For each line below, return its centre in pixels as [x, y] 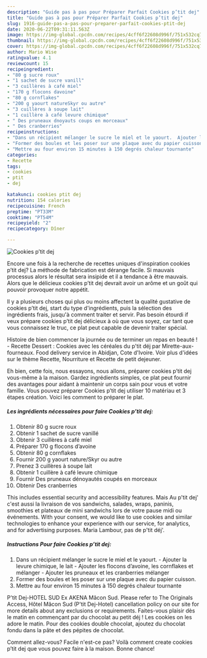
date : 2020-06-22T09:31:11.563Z [48, 29]
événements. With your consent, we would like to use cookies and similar [100, 517]
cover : [15, 47]
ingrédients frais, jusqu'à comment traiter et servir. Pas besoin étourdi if [98, 315]
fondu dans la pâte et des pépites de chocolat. [66, 630]
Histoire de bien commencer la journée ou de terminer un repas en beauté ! [102, 339]
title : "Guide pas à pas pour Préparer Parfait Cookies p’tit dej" [95, 18]
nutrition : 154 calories [39, 200]
